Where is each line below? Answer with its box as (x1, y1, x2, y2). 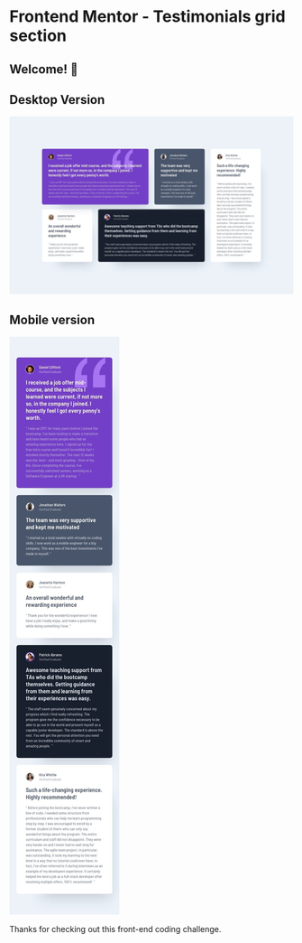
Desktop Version (9, 92, 105, 107)
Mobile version (9, 312, 96, 327)
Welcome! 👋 (9, 61, 78, 77)
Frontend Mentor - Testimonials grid (9, 6, 286, 27)
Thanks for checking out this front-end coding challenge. (9, 924, 222, 935)
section (9, 25, 68, 46)
